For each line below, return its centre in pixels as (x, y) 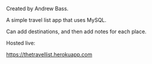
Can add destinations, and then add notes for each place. (76, 31)
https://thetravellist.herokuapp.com (49, 55)
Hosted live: (21, 43)
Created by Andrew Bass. (37, 9)
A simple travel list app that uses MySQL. (56, 20)
